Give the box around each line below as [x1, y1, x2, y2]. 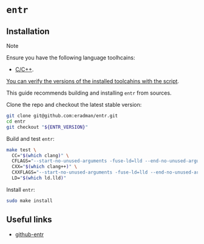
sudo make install [6, 197, 53, 204]
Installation [6, 26, 50, 36]
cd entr [6, 118, 26, 124]
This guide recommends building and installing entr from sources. [6, 89, 172, 97]
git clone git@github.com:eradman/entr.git [6, 113, 118, 119]
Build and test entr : [6, 135, 55, 142]
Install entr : [6, 186, 35, 193]
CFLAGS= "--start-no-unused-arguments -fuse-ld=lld [12, 158, 143, 164]
